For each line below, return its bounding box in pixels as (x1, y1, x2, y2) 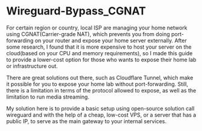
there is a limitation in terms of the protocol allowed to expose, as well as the (6, 87, 197, 94)
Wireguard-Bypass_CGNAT (6, 4, 147, 18)
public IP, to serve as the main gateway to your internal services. (6, 117, 167, 124)
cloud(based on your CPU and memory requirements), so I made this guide (6, 49, 193, 56)
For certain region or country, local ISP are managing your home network (6, 24, 188, 31)
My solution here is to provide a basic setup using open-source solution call (6, 105, 195, 112)
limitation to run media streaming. (6, 93, 89, 100)
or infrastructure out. (6, 62, 58, 70)
